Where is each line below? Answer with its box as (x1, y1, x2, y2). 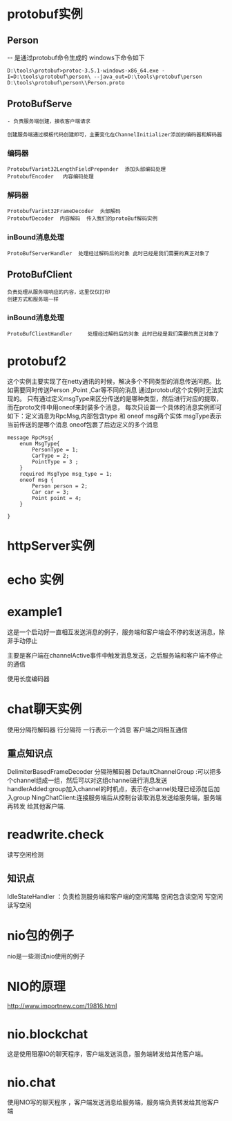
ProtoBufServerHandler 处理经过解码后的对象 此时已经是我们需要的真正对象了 (7, 250, 211, 257)
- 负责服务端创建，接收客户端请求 (7, 118, 91, 124)
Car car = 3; (32, 488, 70, 495)
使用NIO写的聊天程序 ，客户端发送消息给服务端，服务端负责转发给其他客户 (7, 1098, 220, 1106)
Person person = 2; (32, 482, 88, 490)
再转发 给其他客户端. (7, 802, 66, 810)
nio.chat (7, 1075, 56, 1090)
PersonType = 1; (32, 446, 79, 453)
